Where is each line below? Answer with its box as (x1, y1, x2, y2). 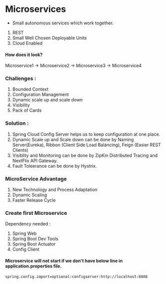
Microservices (5, 3, 66, 15)
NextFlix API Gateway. (12, 158, 58, 164)
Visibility (12, 102, 30, 108)
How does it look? (5, 51, 43, 58)
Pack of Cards (12, 107, 42, 113)
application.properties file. (5, 263, 62, 269)
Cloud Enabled (12, 40, 43, 46)
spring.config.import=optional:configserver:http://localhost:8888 (5, 274, 148, 279)
